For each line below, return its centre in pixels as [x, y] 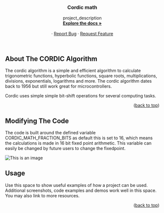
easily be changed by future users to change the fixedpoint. [65, 148]
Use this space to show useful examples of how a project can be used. [76, 185]
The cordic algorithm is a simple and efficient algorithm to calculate [73, 71]
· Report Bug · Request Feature [82, 34]
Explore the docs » [82, 23]
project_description [82, 18]
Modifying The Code [37, 121]
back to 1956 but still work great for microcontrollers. [59, 86]
